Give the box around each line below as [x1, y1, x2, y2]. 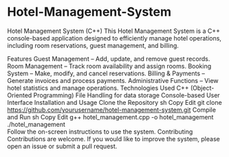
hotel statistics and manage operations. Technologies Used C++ [7, 84, 189, 92]
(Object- [190, 84, 215, 92]
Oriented [7, 90, 32, 99]
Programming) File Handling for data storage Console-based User [33, 90, 220, 99]
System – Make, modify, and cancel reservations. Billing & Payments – [7, 69, 205, 77]
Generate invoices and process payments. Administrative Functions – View [7, 76, 219, 84]
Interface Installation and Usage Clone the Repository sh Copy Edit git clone [7, 98, 222, 106]
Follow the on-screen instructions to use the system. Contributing [7, 128, 193, 136]
